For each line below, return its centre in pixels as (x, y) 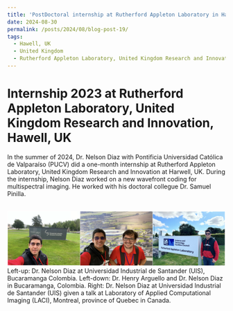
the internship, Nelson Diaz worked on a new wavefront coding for (102, 179)
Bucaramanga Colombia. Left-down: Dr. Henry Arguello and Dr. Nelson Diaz (115, 278)
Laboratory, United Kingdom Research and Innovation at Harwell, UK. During (116, 171)
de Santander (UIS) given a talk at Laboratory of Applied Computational (109, 293)
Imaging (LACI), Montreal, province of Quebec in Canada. (89, 300)
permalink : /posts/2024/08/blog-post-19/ (68, 29)
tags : (15, 37)
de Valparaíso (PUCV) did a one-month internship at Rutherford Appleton (112, 164)
